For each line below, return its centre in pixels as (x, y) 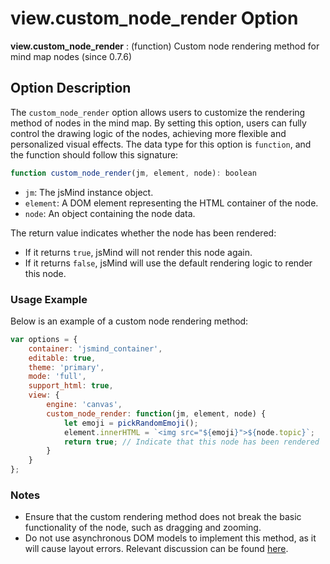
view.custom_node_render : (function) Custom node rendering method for (165, 46)
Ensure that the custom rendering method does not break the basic (163, 517)
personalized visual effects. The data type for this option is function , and (161, 144)
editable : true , (62, 358)
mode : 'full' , (57, 377)
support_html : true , (71, 386)
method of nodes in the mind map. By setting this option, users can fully (158, 123)
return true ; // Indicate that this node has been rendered (191, 442)
